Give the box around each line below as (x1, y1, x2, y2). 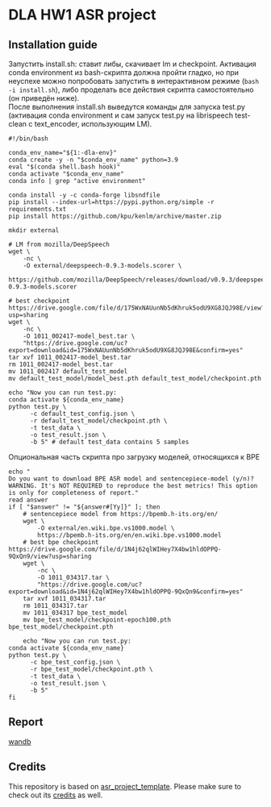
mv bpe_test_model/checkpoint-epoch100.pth (23, 616, 172, 624)
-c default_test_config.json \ (29, 410, 135, 418)
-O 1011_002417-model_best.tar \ (23, 332, 135, 340)
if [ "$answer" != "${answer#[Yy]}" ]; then (8, 503, 161, 511)
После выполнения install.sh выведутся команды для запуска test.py (8, 102, 246, 111)
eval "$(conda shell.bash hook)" (8, 163, 121, 171)
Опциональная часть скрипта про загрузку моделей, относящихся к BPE (8, 452, 261, 461)
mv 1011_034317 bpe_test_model (23, 609, 128, 617)
